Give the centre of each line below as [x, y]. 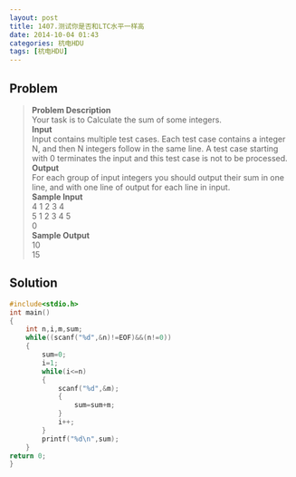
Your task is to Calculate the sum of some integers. [126, 120]
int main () [30, 312]
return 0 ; [28, 456]
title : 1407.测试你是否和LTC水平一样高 [77, 26]
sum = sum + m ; [95, 405]
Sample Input [57, 197]
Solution [33, 283]
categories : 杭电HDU [47, 43]
